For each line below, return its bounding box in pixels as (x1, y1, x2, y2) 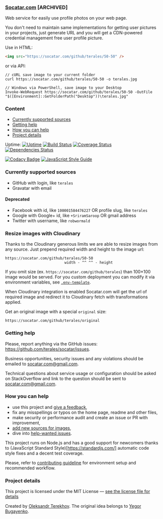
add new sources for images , (12, 425, 71, 431)
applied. (5, 299, 22, 305)
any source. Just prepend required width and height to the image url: (5, 246, 144, 252)
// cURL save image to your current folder (5, 73, 96, 78)
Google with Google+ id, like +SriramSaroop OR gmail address (12, 212, 136, 218)
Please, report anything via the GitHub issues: (5, 341, 98, 346)
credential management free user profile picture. (5, 35, 104, 41)
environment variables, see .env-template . (5, 279, 91, 285)
